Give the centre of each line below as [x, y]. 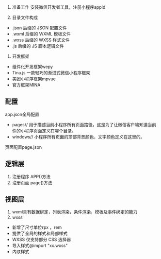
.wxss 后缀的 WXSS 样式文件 [41, 40]
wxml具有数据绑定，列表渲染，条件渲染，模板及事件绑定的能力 [75, 212]
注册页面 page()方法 [32, 182]
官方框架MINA [26, 85]
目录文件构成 [25, 17]
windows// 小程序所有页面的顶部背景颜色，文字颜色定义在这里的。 [78, 137]
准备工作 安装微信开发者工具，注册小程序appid [59, 7]
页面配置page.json [24, 147]
